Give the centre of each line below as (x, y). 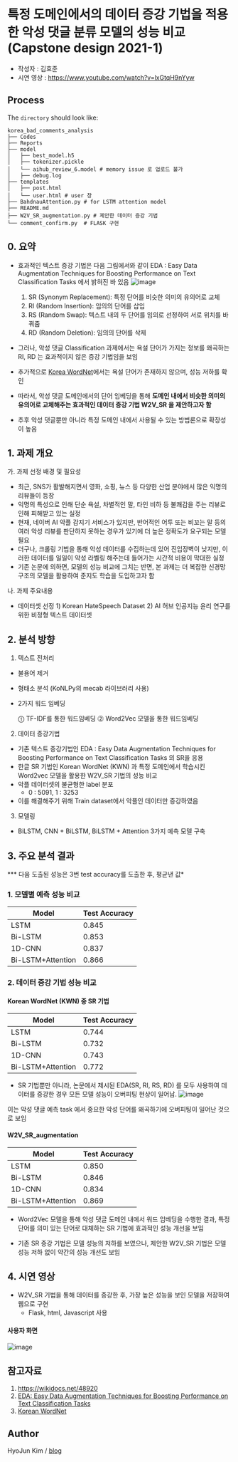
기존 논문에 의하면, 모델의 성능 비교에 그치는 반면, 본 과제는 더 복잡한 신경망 (121, 567)
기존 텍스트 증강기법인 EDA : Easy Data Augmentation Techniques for (117, 749)
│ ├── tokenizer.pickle (45, 162)
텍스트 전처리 (36, 658)
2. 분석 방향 (31, 639)
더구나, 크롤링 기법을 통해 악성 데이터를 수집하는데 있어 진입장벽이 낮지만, (119, 549)
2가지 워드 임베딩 (42, 704)
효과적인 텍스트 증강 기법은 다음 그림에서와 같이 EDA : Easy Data (107, 265)
